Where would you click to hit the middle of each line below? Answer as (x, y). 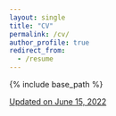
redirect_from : (37, 51)
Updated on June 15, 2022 (58, 102)
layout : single (37, 17)
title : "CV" (31, 26)
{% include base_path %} (56, 84)
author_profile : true (50, 42)
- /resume (35, 59)
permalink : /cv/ (39, 34)
